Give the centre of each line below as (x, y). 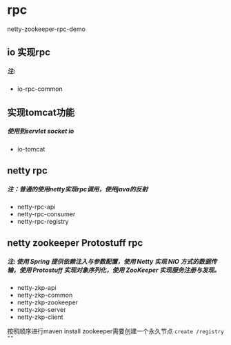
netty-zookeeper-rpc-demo (47, 29)
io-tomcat (31, 149)
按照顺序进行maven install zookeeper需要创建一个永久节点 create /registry (115, 331)
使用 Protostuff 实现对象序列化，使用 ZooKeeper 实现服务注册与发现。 (120, 270)
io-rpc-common (40, 89)
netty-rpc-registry (43, 222)
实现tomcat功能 (41, 112)
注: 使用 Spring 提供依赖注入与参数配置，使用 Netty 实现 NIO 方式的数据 (109, 261)
